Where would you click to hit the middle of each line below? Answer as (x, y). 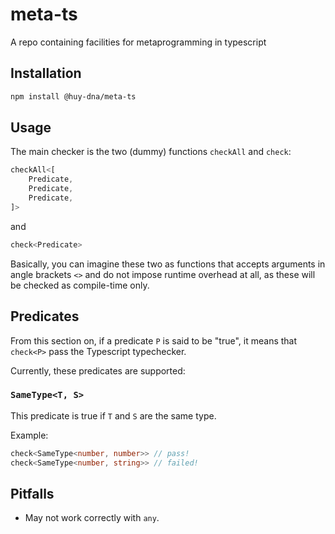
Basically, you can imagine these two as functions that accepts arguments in (168, 264)
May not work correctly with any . (92, 518)
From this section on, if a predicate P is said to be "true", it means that (154, 340)
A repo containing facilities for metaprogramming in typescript (138, 42)
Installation (46, 73)
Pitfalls (32, 493)
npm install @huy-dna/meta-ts (73, 96)
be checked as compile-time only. (80, 285)
